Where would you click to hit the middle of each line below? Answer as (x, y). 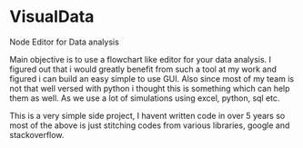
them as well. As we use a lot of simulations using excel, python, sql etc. (145, 98)
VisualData (52, 17)
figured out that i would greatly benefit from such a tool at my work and (143, 69)
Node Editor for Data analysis (65, 42)
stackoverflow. (37, 134)
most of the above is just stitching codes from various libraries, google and (150, 125)
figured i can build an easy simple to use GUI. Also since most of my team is (151, 78)
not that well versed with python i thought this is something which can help (150, 88)
